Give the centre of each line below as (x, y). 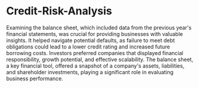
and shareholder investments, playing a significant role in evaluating (90, 72)
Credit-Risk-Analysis (59, 11)
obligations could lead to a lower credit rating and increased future (88, 47)
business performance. (35, 78)
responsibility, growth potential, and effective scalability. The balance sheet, (100, 59)
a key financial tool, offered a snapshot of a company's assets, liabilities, (95, 66)
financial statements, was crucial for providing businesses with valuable (95, 34)
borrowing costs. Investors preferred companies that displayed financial (95, 53)
